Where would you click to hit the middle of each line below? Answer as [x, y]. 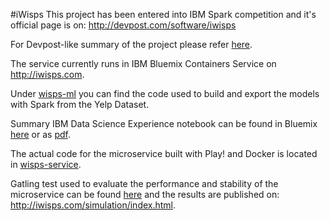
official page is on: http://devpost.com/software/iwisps [123, 25]
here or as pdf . [40, 134]
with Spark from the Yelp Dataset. [80, 104]
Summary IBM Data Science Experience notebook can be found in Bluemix [164, 123]
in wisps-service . [46, 164]
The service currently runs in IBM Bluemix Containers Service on [143, 63]
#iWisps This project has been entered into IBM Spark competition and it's [163, 14]
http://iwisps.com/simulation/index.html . [93, 205]
